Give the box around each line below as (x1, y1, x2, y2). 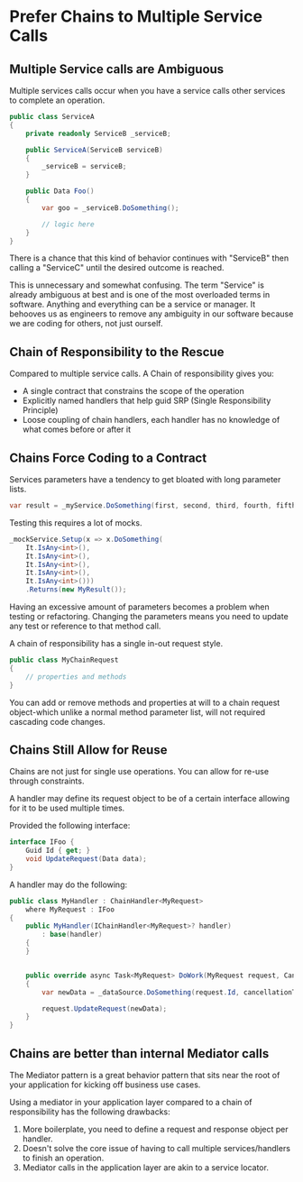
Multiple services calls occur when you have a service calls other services (9, 86, 286, 96)
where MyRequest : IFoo (25, 904, 115, 914)
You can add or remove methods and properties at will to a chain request (9, 697, 280, 708)
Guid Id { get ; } (25, 846, 91, 856)
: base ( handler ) (41, 930, 103, 939)
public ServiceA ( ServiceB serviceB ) (25, 145, 164, 154)
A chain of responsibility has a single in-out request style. (9, 638, 224, 648)
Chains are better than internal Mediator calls (9, 1046, 270, 1061)
